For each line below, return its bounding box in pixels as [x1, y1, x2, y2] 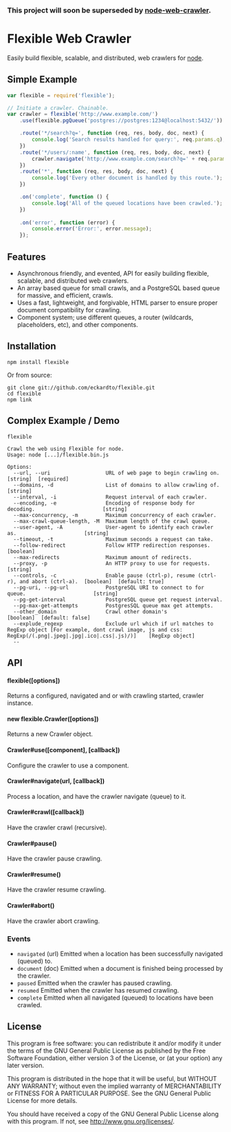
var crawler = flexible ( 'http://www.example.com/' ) [7, 111, 158, 118]
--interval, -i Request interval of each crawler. [13, 494, 208, 501]
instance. [7, 699, 34, 707]
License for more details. [7, 1096, 78, 1104]
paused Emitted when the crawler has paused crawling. [16, 978, 173, 987]
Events [7, 933, 31, 943]
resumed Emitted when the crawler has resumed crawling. [16, 986, 179, 994]
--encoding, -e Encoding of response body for [13, 499, 195, 507]
